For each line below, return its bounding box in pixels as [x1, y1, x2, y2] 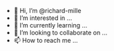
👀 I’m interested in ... [13, 14, 73, 22]
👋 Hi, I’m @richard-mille [13, 7, 82, 14]
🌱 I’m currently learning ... [13, 21, 88, 29]
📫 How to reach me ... [13, 37, 78, 44]
